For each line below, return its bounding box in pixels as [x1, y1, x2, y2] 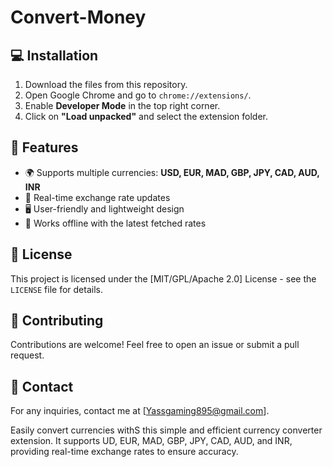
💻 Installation [10, 47, 99, 64]
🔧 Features [10, 139, 79, 156]
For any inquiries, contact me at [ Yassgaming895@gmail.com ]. [10, 405, 270, 417]
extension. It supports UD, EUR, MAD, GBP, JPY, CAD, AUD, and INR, [10, 435, 293, 447]
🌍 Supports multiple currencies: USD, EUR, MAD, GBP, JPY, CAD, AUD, [24, 166, 320, 178]
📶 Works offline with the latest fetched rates [24, 217, 207, 229]
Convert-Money [10, 6, 147, 29]
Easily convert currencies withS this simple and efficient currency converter [10, 424, 323, 436]
